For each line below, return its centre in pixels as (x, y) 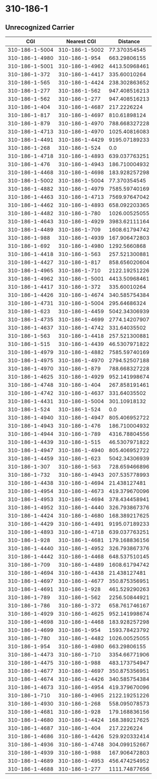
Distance (129, 41)
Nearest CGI (81, 41)
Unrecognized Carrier (40, 27)
